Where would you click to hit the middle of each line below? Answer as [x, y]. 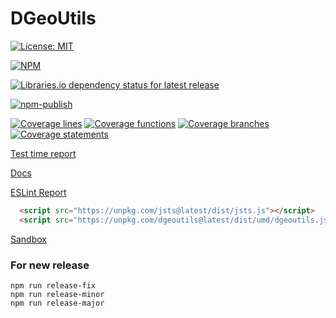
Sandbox [28, 239]
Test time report [43, 153]
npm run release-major [57, 303]
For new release [50, 265]
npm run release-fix [53, 285]
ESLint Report [38, 192]
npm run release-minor [57, 294]
